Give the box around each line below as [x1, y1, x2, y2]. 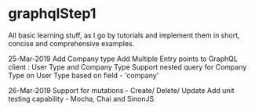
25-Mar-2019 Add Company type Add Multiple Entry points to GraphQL [8, 54, 238, 63]
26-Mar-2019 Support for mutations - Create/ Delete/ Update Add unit [8, 85, 235, 95]
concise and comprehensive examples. [8, 38, 135, 48]
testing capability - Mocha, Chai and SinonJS [8, 94, 155, 103]
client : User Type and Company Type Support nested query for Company [8, 62, 247, 71]
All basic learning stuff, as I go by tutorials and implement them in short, [8, 30, 241, 40]
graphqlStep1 [8, 5, 97, 23]
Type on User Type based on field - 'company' [8, 70, 159, 80]
